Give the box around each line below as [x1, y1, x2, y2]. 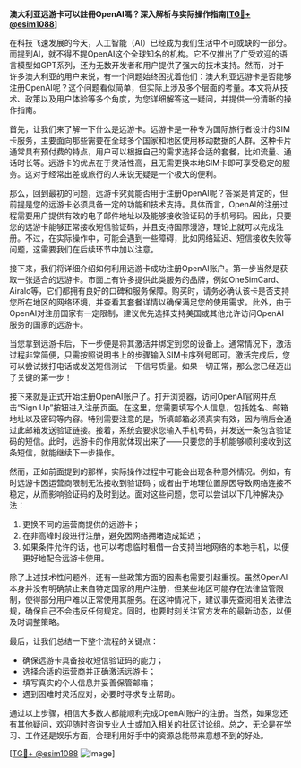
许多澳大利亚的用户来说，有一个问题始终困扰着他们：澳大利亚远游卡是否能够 [9, 71, 292, 82]
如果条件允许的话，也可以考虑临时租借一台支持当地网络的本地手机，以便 [21, 542, 289, 552]
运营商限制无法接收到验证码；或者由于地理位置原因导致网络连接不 [47, 478, 292, 488]
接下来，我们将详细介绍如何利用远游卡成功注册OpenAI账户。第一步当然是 [9, 263, 280, 273]
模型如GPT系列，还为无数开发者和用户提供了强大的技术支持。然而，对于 [16, 60, 285, 70]
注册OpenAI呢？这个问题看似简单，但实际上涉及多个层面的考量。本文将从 [9, 83, 280, 93]
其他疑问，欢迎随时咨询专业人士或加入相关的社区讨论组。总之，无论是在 [16, 719, 284, 729]
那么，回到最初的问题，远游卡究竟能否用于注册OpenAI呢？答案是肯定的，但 [9, 188, 288, 199]
